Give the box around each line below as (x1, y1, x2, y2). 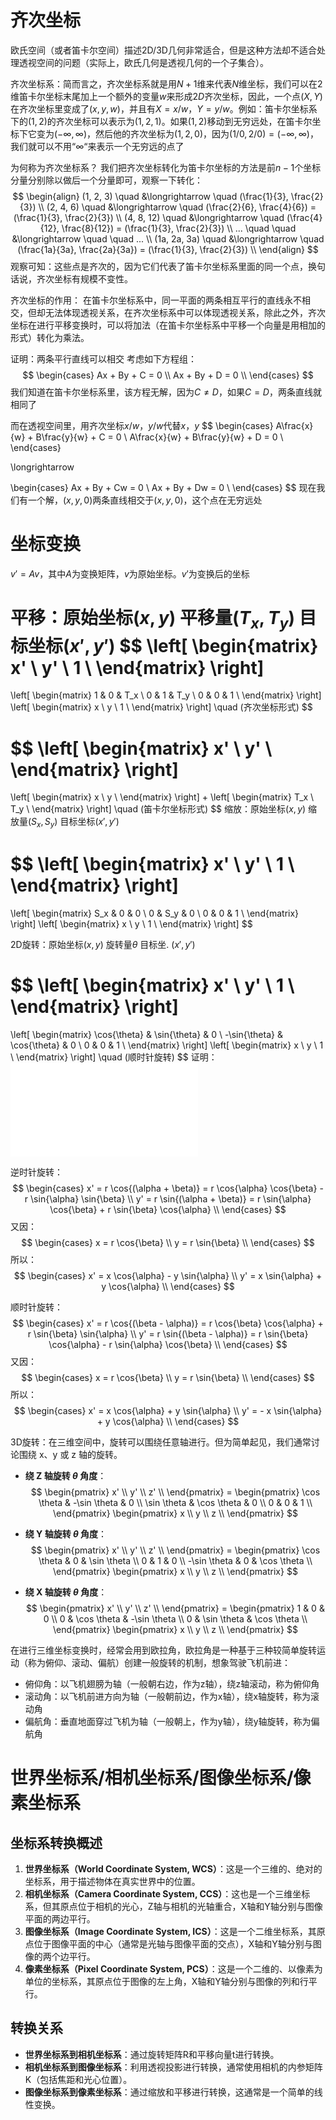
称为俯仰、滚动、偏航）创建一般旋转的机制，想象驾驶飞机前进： (27, 1657, 291, 1669)
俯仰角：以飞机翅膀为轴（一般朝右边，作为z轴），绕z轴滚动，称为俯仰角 (24, 1678, 320, 1690)
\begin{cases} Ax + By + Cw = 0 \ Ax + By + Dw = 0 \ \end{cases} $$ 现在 (10, 481, 317, 493)
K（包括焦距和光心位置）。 (24, 2073, 133, 2085)
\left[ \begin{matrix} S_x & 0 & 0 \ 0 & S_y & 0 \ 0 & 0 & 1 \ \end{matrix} (10, 907, 300, 920)
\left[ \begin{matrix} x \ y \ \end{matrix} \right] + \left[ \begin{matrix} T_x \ (10, 791, 315, 803)
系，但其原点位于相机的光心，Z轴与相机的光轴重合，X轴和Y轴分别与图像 (24, 1901, 323, 1913)
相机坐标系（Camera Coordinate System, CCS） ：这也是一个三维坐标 (24, 1888, 311, 1900)
